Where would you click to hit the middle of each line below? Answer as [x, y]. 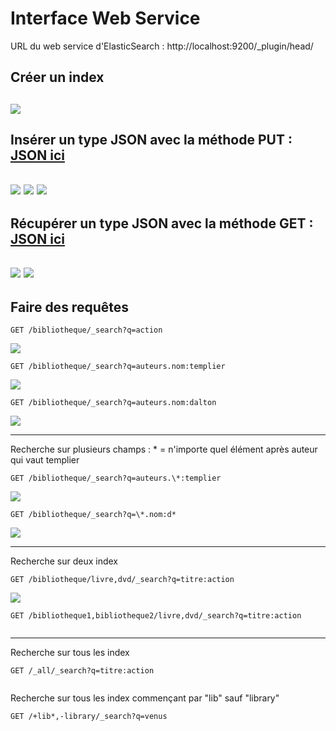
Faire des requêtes [69, 307]
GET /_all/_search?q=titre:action [82, 671]
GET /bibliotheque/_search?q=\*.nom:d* [93, 515]
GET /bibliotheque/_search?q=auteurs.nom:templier [118, 367]
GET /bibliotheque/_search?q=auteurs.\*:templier [116, 478]
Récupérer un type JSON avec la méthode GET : [162, 223]
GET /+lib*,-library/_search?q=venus [89, 717]
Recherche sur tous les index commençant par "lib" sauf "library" [145, 698]
